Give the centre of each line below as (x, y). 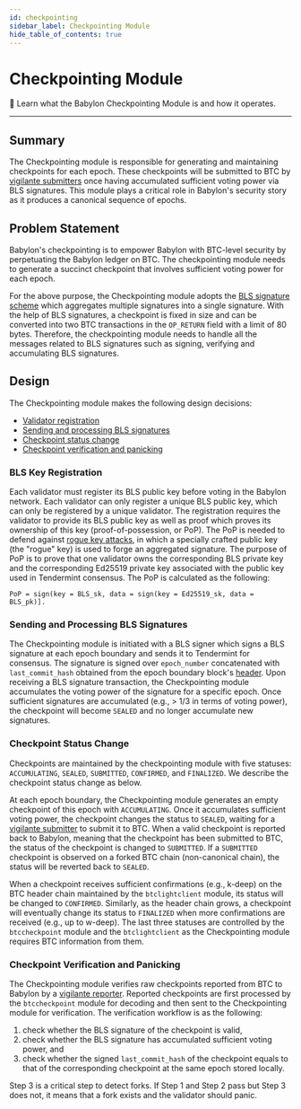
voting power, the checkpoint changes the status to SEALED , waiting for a (142, 819)
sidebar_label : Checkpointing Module (80, 26)
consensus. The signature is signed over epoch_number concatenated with (145, 663)
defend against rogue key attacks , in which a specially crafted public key (143, 540)
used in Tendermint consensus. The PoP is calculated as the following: (140, 578)
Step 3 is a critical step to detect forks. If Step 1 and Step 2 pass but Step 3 (148, 1085)
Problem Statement (64, 229)
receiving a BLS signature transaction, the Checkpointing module (129, 682)
